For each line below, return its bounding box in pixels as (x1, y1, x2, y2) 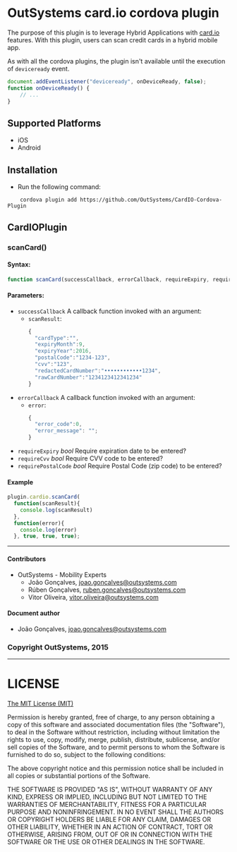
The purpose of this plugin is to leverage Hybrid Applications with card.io (7, 28, 220, 37)
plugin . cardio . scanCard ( (7, 494, 80, 501)
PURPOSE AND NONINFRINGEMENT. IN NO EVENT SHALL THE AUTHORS (7, 808, 224, 816)
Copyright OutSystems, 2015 (7, 642, 109, 652)
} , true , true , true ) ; (13, 532, 80, 540)
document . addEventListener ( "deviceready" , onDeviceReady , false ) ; (7, 78, 207, 85)
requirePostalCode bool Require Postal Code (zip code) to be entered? (17, 462, 222, 470)
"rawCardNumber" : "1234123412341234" (34, 374, 142, 381)
